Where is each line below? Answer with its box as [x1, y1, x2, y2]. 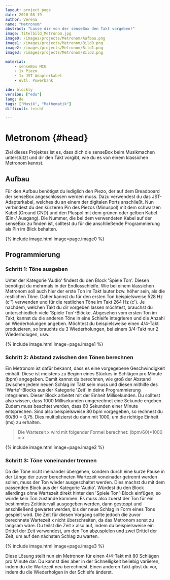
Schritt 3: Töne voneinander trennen [5, 457, 97, 464]
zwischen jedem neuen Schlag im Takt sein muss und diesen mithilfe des [5, 381, 158, 388]
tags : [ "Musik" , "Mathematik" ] [5, 101, 72, 107]
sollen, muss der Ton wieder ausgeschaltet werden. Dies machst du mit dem [5, 479, 165, 486]
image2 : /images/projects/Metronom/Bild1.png [5, 45, 103, 50]
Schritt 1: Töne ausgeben [5, 266, 68, 273]
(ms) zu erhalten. [5, 419, 42, 425]
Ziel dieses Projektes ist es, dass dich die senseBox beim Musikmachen [5, 149, 155, 155]
